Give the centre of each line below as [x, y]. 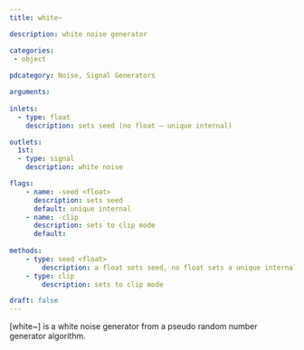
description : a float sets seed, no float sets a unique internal [170, 268]
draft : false [34, 301]
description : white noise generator [78, 34]
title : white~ [36, 18]
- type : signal [46, 159]
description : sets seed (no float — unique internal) [129, 126]
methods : [26, 251]
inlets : [24, 109]
